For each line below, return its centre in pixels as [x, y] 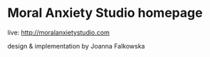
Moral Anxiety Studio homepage [105, 13]
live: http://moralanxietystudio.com [59, 32]
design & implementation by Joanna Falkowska [76, 46]
